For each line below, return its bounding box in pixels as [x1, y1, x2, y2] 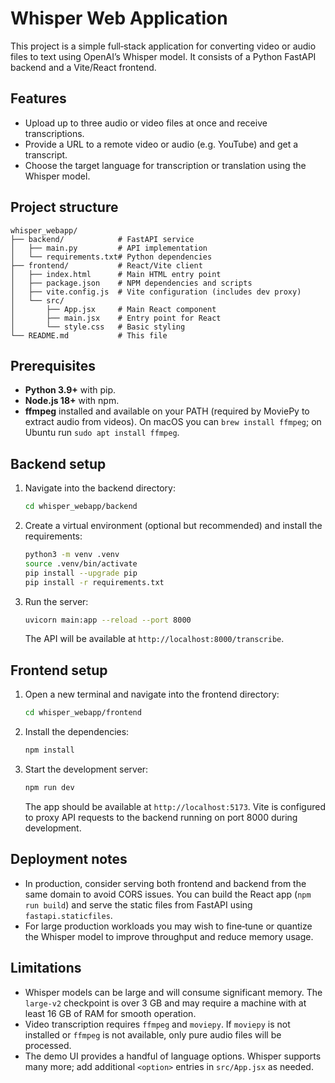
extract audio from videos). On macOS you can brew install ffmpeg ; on [24, 416, 322, 428]
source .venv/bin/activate [24, 558, 138, 569]
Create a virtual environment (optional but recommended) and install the [24, 520, 323, 532]
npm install [24, 745, 75, 756]
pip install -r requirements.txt [24, 577, 165, 587]
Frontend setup [10, 662, 108, 679]
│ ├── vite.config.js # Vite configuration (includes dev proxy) [10, 287, 302, 297]
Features [10, 90, 67, 107]
